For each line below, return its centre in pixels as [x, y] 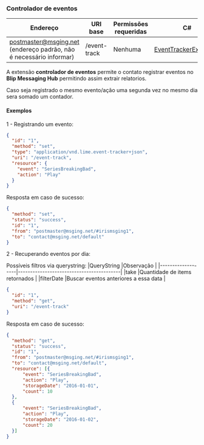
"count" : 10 [37, 391]
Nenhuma [127, 50]
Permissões [131, 24]
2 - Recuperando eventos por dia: [49, 254]
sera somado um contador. [40, 97]
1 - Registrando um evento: [40, 124]
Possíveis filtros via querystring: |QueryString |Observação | [82, 266]
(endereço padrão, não [42, 50]
